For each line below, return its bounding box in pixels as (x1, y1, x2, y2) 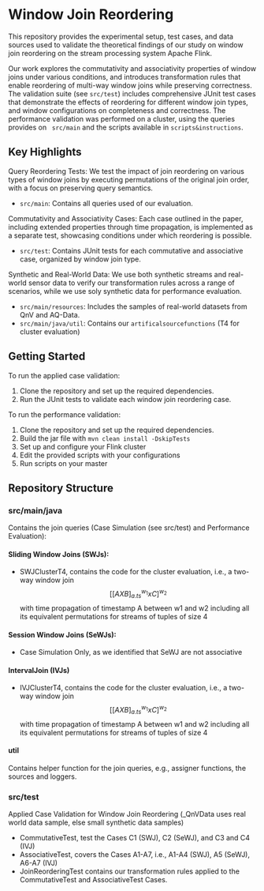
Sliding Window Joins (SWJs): (8, 549, 110, 558)
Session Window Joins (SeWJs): (8, 630, 117, 639)
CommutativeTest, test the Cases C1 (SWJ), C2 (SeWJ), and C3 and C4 (19, 833, 251, 843)
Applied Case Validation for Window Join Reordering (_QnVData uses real (8, 810, 247, 819)
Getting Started (8, 350, 86, 363)
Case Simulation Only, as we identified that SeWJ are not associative (19, 648, 243, 657)
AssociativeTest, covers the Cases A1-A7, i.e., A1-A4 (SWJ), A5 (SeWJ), (19, 850, 251, 859)
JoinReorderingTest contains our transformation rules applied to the (19, 867, 240, 876)
